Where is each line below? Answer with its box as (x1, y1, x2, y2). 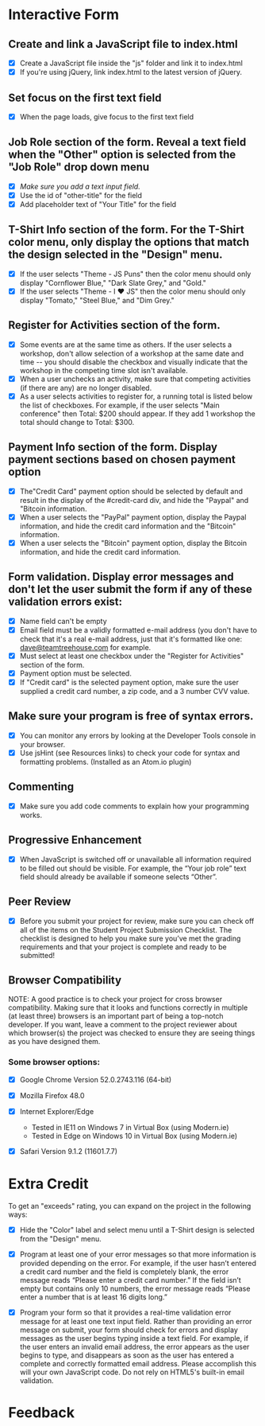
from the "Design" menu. (19, 1233, 102, 1243)
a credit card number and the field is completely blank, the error (19, 1267, 229, 1276)
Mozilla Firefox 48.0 (19, 1090, 85, 1100)
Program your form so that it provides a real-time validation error (19, 1307, 232, 1318)
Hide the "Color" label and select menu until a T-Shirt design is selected (19, 1225, 255, 1234)
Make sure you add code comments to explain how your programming (19, 801, 250, 811)
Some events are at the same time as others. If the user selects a (19, 340, 232, 349)
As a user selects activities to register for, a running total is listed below (19, 392, 253, 401)
